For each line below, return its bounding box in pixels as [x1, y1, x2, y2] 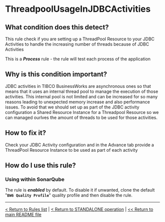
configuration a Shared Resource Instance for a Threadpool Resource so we [5, 109, 159, 115]
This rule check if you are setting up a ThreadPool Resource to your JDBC [5, 36, 155, 42]
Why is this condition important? [5, 70, 107, 79]
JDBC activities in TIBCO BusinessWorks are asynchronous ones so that [5, 83, 151, 89]
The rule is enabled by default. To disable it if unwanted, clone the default [5, 187, 155, 193]
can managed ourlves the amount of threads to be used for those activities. [5, 114, 158, 120]
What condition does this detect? [5, 23, 109, 31]
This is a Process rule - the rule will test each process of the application [5, 56, 151, 62]
